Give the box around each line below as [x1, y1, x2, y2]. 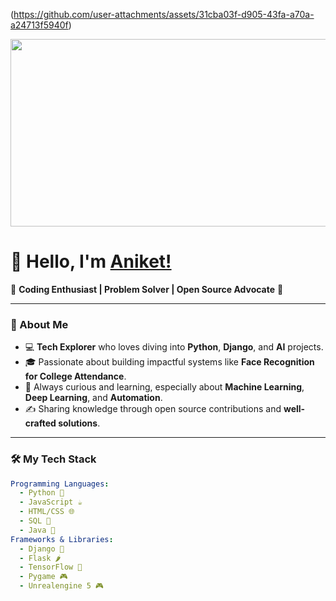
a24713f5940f [10, 19, 69, 31]
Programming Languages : [10, 479, 110, 489]
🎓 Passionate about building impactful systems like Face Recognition [24, 356, 315, 368]
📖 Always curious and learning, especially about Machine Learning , [24, 381, 305, 393]
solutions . [58, 417, 101, 429]
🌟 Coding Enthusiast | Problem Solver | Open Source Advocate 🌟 [10, 283, 284, 295]
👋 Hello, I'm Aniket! [10, 250, 172, 273]
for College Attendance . [24, 370, 127, 383]
